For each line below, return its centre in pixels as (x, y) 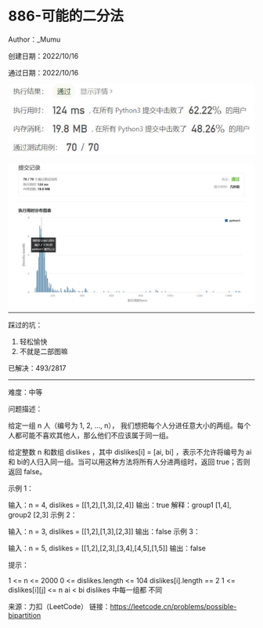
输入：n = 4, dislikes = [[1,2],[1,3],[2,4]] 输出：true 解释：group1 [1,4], (120, 505)
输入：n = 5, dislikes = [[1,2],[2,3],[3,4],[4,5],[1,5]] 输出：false (107, 548)
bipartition (25, 615)
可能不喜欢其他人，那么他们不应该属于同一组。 (97, 435)
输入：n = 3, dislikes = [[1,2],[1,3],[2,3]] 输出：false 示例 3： (104, 531)
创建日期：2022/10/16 (43, 56)
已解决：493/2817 (37, 368)
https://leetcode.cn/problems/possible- (173, 606)
